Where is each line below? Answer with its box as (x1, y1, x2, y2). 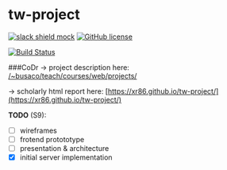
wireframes (19, 126, 57, 135)
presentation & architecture (19, 144, 110, 153)
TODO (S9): (8, 110, 47, 120)
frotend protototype (19, 135, 85, 144)
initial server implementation (19, 153, 113, 162)
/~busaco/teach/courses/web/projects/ (8, 71, 137, 80)
